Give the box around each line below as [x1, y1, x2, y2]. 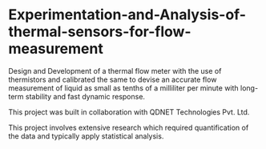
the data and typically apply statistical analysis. [8, 131, 164, 141]
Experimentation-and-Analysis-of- [8, 6, 247, 24]
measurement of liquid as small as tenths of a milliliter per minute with [8, 83, 239, 93]
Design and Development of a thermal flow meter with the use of [8, 66, 222, 75]
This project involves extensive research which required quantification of [8, 123, 249, 132]
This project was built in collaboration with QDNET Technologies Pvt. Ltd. [8, 107, 250, 117]
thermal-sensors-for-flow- [8, 22, 191, 41]
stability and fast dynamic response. [25, 91, 146, 101]
